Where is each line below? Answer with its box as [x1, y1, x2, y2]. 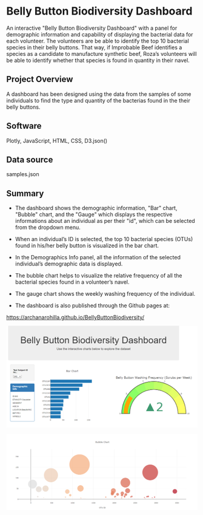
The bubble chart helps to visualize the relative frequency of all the [15, 272, 182, 279]
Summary [6, 188, 44, 199]
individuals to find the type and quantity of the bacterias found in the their [6, 97, 191, 104]
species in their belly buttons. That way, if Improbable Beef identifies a [6, 44, 182, 51]
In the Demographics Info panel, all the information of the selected [15, 254, 181, 261]
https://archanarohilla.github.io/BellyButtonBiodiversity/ [6, 314, 144, 321]
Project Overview [6, 74, 73, 84]
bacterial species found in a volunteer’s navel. [15, 278, 130, 286]
